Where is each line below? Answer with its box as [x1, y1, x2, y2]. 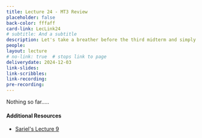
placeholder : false [6, 14, 56, 20]
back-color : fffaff [6, 20, 56, 26]
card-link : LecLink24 [6, 25, 61, 32]
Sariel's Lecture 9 [15, 125, 59, 133]
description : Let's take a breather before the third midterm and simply [6, 37, 197, 43]
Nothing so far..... [6, 98, 50, 105]
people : [6, 43, 26, 49]
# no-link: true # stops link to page [6, 54, 107, 60]
